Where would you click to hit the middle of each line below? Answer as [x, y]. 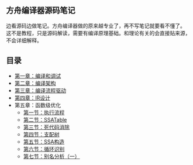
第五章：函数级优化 [38, 105]
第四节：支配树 [41, 134]
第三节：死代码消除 [46, 127]
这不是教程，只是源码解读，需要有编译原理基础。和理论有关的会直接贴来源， [98, 33]
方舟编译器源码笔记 [41, 11]
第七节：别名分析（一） [51, 156]
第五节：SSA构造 [44, 142]
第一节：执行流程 [44, 112]
